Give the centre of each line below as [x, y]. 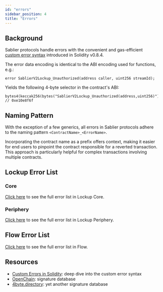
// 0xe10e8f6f [19, 101]
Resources [22, 262]
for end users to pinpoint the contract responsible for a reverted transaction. [81, 147]
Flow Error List [27, 235]
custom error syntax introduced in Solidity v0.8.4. [55, 55]
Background [24, 38]
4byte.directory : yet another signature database [60, 284]
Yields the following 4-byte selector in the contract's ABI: [62, 87]
